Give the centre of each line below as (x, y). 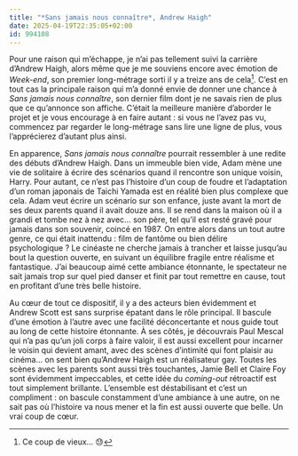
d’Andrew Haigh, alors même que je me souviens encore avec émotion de (144, 68)
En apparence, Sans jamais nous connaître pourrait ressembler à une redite (148, 154)
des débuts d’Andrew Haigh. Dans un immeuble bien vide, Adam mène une (145, 163)
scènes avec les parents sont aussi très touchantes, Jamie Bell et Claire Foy (148, 369)
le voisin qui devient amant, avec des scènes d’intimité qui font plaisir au (141, 350)
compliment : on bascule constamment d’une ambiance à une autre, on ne (145, 397)
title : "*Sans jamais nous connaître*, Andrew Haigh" (111, 17)
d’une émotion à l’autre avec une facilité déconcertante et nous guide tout (144, 322)
